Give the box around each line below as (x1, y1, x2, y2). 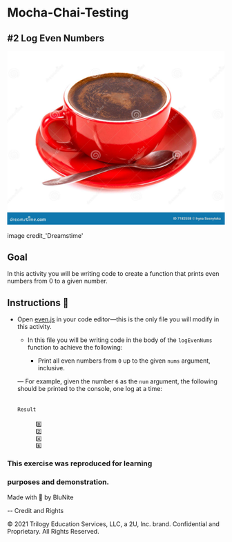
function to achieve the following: (27, 343, 123, 352)
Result (17, 406, 37, 413)
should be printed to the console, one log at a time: (17, 385, 162, 393)
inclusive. (37, 364, 66, 372)
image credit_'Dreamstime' (7, 231, 84, 239)
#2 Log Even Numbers (7, 32, 105, 44)
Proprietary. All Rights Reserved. (7, 527, 99, 535)
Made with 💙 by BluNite (7, 493, 74, 501)
